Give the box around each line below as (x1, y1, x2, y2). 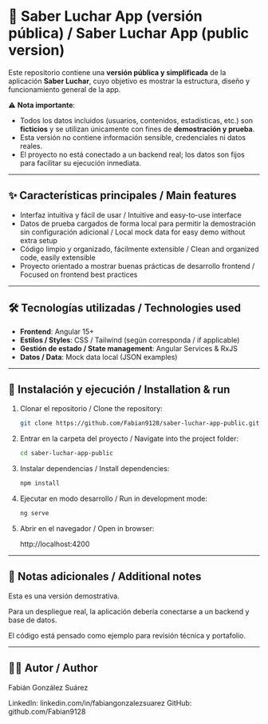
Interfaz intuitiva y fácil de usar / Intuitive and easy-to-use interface (19, 210, 242, 219)
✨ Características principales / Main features (8, 189, 237, 202)
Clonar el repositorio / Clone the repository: (19, 404, 164, 414)
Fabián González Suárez (8, 682, 89, 692)
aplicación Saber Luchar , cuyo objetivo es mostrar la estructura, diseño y (8, 76, 250, 86)
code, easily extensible (19, 252, 96, 262)
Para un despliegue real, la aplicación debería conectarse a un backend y (8, 606, 250, 616)
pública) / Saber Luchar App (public (8, 24, 250, 42)
